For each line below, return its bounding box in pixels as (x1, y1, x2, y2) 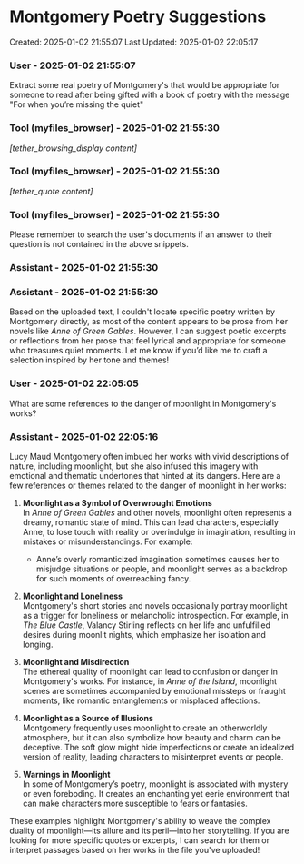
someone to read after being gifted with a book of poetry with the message (9, 89, 290, 101)
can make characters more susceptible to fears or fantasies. (22, 798, 248, 809)
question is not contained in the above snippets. (9, 239, 189, 250)
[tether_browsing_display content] (9, 143, 138, 154)
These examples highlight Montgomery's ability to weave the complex (9, 815, 271, 826)
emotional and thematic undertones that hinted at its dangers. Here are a (9, 470, 281, 481)
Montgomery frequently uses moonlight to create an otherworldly (22, 722, 268, 733)
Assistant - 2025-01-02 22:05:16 (9, 430, 159, 442)
